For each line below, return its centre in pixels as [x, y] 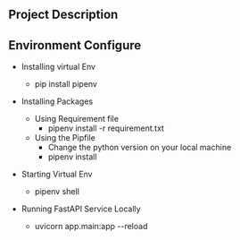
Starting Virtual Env [57, 175]
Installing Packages [57, 101]
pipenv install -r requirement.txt [106, 128]
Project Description [63, 15]
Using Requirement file [77, 119]
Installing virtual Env [58, 67]
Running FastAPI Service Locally [81, 209]
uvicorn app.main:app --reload [91, 227]
